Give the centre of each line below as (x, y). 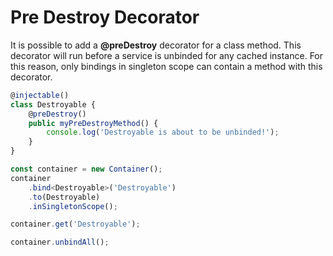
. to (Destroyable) (64, 197)
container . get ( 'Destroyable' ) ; (75, 224)
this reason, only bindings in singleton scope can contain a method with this (166, 66)
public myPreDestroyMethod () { (93, 123)
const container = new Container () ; (86, 169)
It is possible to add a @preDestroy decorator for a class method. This (156, 45)
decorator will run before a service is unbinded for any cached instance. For (167, 55)
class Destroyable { (53, 104)
